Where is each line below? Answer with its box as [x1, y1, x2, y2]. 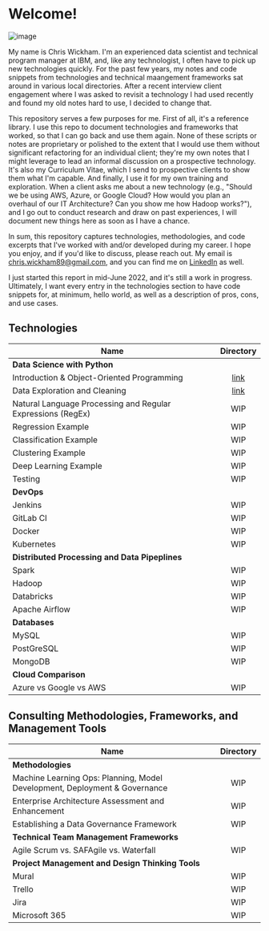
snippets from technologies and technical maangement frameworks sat [8, 72, 243, 82]
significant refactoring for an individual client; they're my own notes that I [8, 148, 250, 157]
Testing [12, 473, 41, 484]
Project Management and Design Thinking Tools [12, 857, 200, 868]
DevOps [12, 486, 44, 498]
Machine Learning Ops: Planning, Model [12, 772, 163, 783]
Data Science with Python [12, 359, 114, 370]
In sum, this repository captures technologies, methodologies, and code [8, 231, 246, 241]
